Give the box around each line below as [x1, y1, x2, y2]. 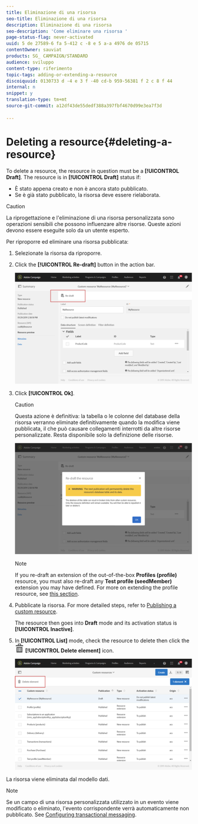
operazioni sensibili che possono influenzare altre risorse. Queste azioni [6, 220, 181, 227]
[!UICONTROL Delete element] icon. [25, 646, 114, 654]
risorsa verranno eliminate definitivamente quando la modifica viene [14, 419, 180, 426]
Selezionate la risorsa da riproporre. [14, 250, 102, 257]
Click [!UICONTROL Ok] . [14, 389, 75, 396]
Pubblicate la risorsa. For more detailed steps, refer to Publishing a [14, 602, 177, 609]
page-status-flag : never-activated [6, 34, 94, 41]
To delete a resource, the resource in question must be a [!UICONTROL [6, 167, 180, 174]
